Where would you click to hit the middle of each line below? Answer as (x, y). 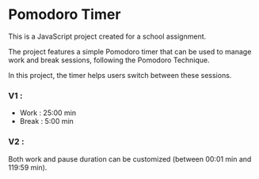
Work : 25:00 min (48, 113)
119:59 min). (28, 167)
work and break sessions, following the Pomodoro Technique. (109, 60)
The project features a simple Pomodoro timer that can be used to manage (130, 51)
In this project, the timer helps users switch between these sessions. (120, 75)
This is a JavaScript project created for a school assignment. (107, 36)
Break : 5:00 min (46, 121)
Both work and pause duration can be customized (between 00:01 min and (130, 158)
